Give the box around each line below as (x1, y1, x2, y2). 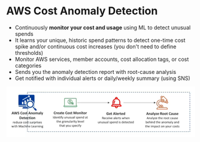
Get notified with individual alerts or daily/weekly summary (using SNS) (14, 75, 190, 82)
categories (14, 61, 42, 69)
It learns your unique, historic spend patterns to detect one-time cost (14, 36, 186, 44)
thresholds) (14, 49, 44, 56)
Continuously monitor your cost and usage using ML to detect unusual (14, 24, 191, 31)
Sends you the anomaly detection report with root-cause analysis (14, 68, 177, 75)
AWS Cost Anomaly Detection (6, 4, 158, 18)
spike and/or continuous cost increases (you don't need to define (14, 43, 177, 50)
